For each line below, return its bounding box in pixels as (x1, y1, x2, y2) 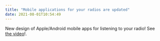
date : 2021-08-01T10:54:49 (5, 12, 61, 17)
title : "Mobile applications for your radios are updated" (5, 7, 130, 12)
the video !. (5, 31, 27, 37)
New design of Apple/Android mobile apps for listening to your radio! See (5, 25, 155, 31)
